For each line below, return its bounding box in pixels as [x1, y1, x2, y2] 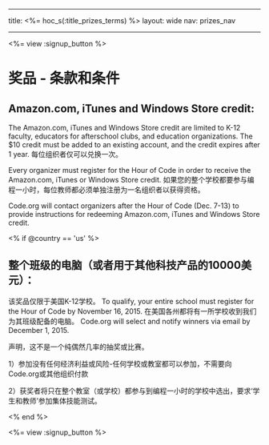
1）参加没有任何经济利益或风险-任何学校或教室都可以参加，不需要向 [8, 359, 232, 368]
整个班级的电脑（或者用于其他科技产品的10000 [8, 259, 242, 272]
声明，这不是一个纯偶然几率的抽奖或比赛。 [8, 342, 149, 351]
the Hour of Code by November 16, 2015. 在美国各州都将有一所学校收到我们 [8, 306, 257, 316]
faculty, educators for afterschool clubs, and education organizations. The [8, 131, 254, 141]
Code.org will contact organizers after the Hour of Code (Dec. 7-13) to [8, 201, 239, 210]
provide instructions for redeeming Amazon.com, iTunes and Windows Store [8, 210, 260, 218]
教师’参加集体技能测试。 [22, 395, 102, 405]
